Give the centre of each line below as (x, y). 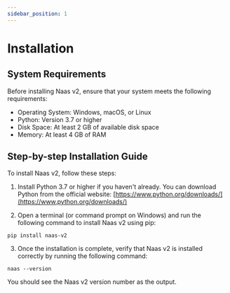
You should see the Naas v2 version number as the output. (92, 282)
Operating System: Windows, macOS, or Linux (84, 112)
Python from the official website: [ (66, 194)
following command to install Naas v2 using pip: (87, 223)
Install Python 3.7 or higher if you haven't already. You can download (117, 187)
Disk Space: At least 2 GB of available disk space (88, 127)
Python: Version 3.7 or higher (60, 119)
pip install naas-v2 (38, 236)
